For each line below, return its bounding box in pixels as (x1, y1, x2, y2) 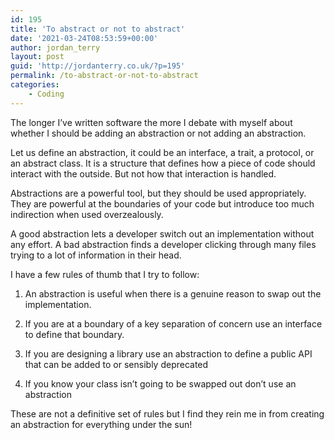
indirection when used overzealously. (10, 208, 164, 220)
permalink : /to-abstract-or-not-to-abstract (10, 71, 199, 81)
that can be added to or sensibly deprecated (24, 358, 209, 370)
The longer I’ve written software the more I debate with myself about (10, 116, 293, 128)
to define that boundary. (24, 328, 125, 340)
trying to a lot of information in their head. (10, 249, 182, 261)
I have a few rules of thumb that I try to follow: (10, 268, 200, 280)
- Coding (28, 89, 65, 99)
